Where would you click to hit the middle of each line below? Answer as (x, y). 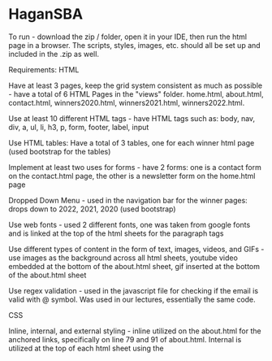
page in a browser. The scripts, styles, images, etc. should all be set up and (135, 45)
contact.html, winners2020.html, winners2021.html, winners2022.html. (127, 102)
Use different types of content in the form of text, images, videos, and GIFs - (136, 249)
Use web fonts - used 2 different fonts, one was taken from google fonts (130, 224)
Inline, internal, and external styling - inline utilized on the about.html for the (135, 331)
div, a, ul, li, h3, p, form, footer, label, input (79, 127)
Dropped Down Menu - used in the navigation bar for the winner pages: (128, 200)
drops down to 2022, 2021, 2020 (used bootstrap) (92, 209)
